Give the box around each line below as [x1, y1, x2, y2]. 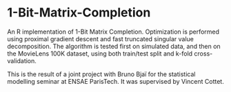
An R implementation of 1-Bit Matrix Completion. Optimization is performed [7, 27, 219, 36]
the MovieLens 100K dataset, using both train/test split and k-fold [7, 49, 193, 58]
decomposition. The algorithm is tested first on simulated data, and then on [7, 42, 221, 50]
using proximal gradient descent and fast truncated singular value [7, 34, 194, 43]
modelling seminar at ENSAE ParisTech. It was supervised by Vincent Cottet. [7, 77, 224, 85]
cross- [194, 49, 213, 58]
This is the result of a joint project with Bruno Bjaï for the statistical [7, 70, 196, 78]
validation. [7, 56, 37, 65]
